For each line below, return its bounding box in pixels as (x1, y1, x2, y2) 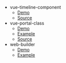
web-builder (9, 41, 35, 47)
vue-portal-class (9, 20, 45, 26)
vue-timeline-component (9, 4, 61, 10)
